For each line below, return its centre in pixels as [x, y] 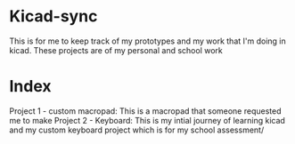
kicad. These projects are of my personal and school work [116, 50]
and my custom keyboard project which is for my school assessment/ [137, 130]
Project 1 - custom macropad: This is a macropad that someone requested [146, 111]
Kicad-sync [53, 16]
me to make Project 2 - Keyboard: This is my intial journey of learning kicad [147, 120]
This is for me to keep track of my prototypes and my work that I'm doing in [148, 41]
